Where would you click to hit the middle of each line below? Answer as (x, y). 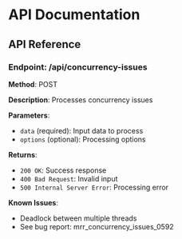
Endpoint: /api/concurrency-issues (78, 67)
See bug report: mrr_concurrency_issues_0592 (97, 226)
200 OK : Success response (63, 170)
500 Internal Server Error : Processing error (94, 187)
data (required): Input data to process (81, 130)
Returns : (23, 154)
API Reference (45, 44)
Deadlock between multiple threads (78, 218)
